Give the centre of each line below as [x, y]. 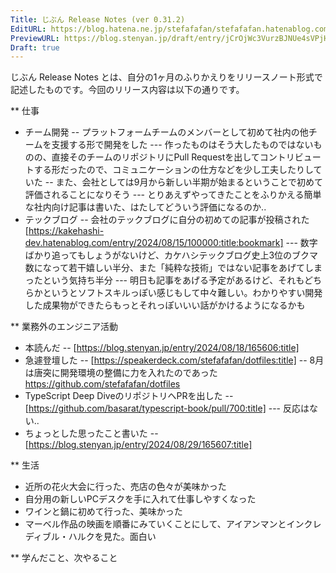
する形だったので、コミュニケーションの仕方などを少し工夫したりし [173, 170]
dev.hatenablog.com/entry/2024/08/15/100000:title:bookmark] [154, 243]
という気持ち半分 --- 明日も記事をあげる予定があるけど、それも [173, 280]
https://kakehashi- [66, 231]
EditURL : [28, 29]
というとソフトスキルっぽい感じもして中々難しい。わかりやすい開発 [182, 293]
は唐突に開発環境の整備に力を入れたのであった [121, 373]
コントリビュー [290, 157]
